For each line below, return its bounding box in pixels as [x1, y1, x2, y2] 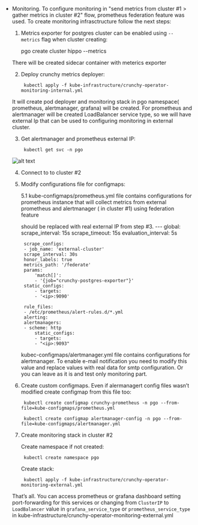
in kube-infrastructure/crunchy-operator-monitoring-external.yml [11, 512, 174, 518]
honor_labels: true [23, 257, 73, 263]
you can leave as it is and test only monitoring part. [20, 370, 148, 377]
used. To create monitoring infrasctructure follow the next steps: [11, 18, 172, 25]
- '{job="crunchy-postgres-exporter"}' [34, 278, 134, 284]
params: [23, 267, 43, 273]
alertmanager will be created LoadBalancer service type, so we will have [11, 111, 191, 118]
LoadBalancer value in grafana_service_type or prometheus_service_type [11, 505, 191, 512]
